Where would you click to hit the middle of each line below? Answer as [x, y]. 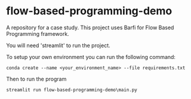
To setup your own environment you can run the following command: [91, 57]
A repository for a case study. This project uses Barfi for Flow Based [90, 27]
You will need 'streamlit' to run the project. [58, 45]
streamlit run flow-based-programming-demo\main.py [72, 90]
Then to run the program [36, 79]
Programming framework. [38, 33]
